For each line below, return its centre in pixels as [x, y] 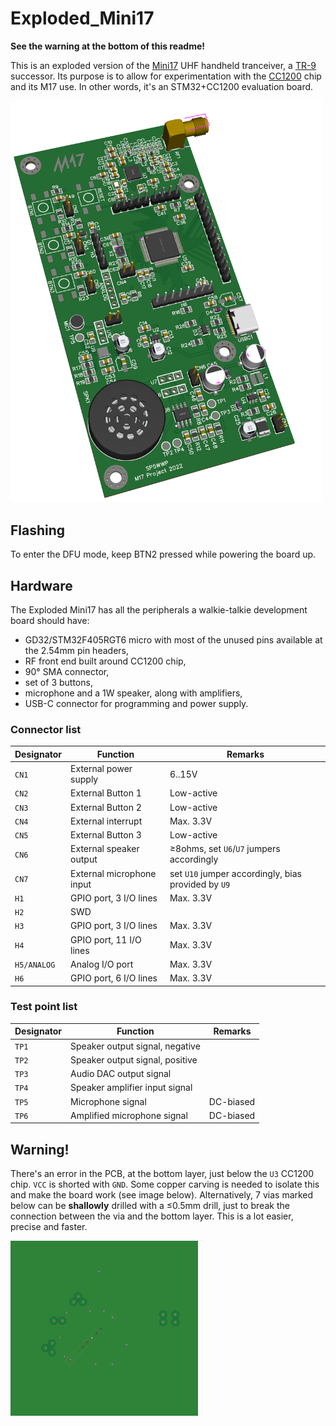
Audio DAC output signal [121, 1074]
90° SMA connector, [67, 671]
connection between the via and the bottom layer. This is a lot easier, [152, 1216]
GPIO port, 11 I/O [106, 939]
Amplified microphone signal [129, 1115]
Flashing [38, 530]
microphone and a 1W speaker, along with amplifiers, [133, 693]
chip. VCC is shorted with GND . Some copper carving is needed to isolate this [165, 1184]
